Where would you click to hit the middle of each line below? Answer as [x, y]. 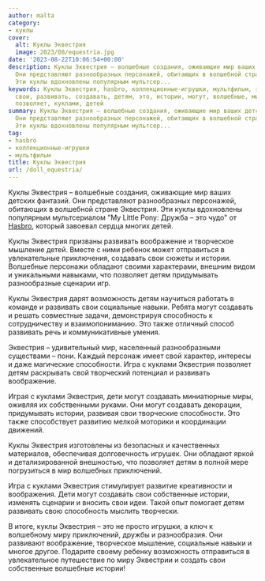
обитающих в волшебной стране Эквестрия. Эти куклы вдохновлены [125, 209]
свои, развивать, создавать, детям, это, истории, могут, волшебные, [132, 96]
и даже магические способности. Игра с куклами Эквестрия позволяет [130, 364]
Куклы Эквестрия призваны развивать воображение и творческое [121, 241]
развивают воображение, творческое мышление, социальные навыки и [130, 543]
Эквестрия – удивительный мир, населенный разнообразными [114, 347]
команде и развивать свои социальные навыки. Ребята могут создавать [131, 307]
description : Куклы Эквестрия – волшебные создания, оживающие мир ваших [132, 67]
